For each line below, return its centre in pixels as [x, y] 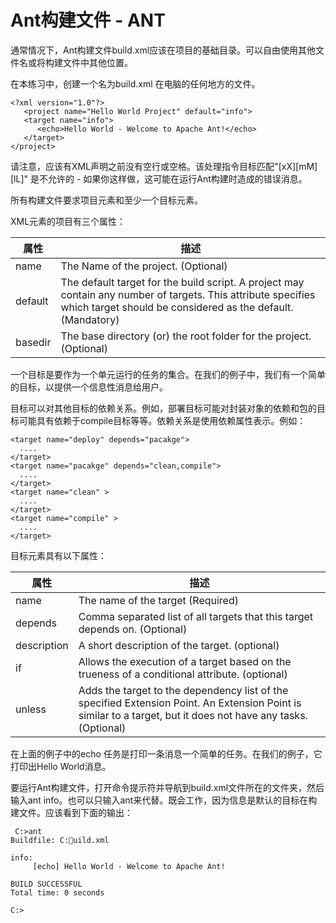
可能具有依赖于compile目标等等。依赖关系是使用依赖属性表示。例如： [162, 420]
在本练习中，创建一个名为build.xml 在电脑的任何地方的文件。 [135, 83]
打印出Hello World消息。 [61, 766]
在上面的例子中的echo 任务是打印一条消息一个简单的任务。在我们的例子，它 [166, 753]
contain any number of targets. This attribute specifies [188, 294]
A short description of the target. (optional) [179, 645]
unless [31, 709]
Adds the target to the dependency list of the [183, 690]
